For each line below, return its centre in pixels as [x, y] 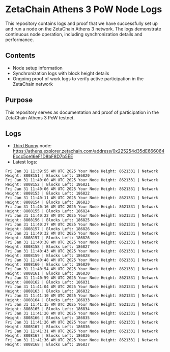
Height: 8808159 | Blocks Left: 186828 [48, 256]
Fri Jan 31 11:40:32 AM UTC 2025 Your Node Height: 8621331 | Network [82, 234]
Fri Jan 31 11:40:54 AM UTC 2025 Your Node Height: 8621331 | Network [82, 269]
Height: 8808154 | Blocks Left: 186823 [48, 202]
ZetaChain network [33, 84]
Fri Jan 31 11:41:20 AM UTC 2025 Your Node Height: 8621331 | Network [82, 313]
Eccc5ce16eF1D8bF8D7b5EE [43, 156]
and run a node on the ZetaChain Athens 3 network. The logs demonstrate [83, 28]
